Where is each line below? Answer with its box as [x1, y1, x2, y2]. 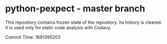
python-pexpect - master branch [5, 3, 145, 14]
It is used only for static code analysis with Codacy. [5, 24, 111, 30]
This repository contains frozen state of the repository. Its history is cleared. [5, 19, 162, 25]
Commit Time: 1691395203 [5, 34, 61, 40]
